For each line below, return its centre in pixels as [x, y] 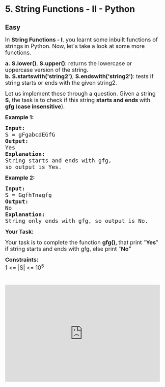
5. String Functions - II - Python [70, 9]
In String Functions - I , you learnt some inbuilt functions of [82, 39]
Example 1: [20, 117]
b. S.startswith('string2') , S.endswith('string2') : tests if [79, 76]
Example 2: [20, 177]
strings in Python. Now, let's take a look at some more [75, 46]
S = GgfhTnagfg [28, 195]
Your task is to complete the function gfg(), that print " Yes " [82, 243]
